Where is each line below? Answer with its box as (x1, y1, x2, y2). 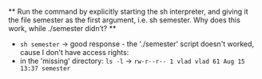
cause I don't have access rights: (19, 48, 129, 57)
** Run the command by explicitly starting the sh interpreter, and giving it (8, 7, 249, 16)
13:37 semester (19, 65, 71, 73)
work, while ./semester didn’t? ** (8, 24, 117, 33)
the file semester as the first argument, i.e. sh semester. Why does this (8, 15, 241, 25)
